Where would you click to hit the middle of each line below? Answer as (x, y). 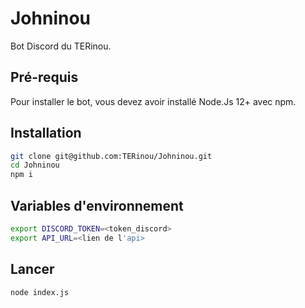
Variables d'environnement (97, 205)
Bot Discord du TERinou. (61, 46)
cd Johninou (35, 165)
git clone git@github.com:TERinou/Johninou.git (111, 156)
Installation (46, 133)
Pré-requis (44, 77)
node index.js (40, 292)
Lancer (32, 269)
